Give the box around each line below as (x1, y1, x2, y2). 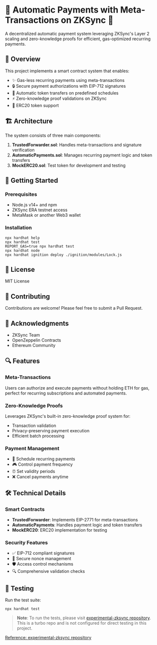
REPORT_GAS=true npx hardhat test (5, 244, 75, 249)
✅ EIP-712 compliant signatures (12, 550, 75, 556)
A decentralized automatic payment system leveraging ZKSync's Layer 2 (5, 31, 150, 36)
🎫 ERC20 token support (12, 102, 59, 108)
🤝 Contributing (5, 292, 50, 300)
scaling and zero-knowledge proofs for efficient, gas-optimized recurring (5, 36, 151, 42)
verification (12, 147, 35, 153)
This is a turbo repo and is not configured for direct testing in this (16, 620, 147, 626)
